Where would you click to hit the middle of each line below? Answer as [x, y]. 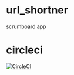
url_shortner [37, 10]
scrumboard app [26, 26]
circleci [24, 50]
